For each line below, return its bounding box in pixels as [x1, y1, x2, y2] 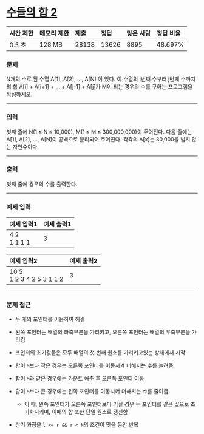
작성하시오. [6, 90, 33, 98]
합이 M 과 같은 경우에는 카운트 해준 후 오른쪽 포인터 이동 [15, 375, 144, 382]
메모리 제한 [39, 29, 70, 37]
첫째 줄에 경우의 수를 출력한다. [6, 180, 78, 188]
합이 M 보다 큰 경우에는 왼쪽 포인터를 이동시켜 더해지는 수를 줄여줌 [15, 388, 169, 395]
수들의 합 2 [6, 5, 58, 19]
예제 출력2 [69, 257, 98, 265]
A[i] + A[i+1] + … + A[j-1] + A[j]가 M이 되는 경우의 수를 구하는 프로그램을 [19, 83, 193, 90]
